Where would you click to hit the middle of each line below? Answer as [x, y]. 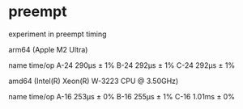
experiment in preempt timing [58, 34]
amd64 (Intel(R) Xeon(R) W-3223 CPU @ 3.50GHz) [94, 81]
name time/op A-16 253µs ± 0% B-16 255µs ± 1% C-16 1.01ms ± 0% [122, 96]
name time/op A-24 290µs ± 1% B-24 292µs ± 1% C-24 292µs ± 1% [122, 65]
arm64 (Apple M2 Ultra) [48, 49]
